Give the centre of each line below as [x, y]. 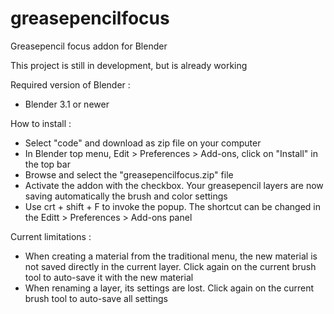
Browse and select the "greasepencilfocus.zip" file [129, 174]
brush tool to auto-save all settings [96, 298]
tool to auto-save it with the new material [109, 277]
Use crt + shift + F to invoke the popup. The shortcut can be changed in [173, 206]
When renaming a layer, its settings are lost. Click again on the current [169, 288]
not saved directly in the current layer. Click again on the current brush [170, 266]
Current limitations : [51, 236]
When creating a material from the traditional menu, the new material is [171, 256]
